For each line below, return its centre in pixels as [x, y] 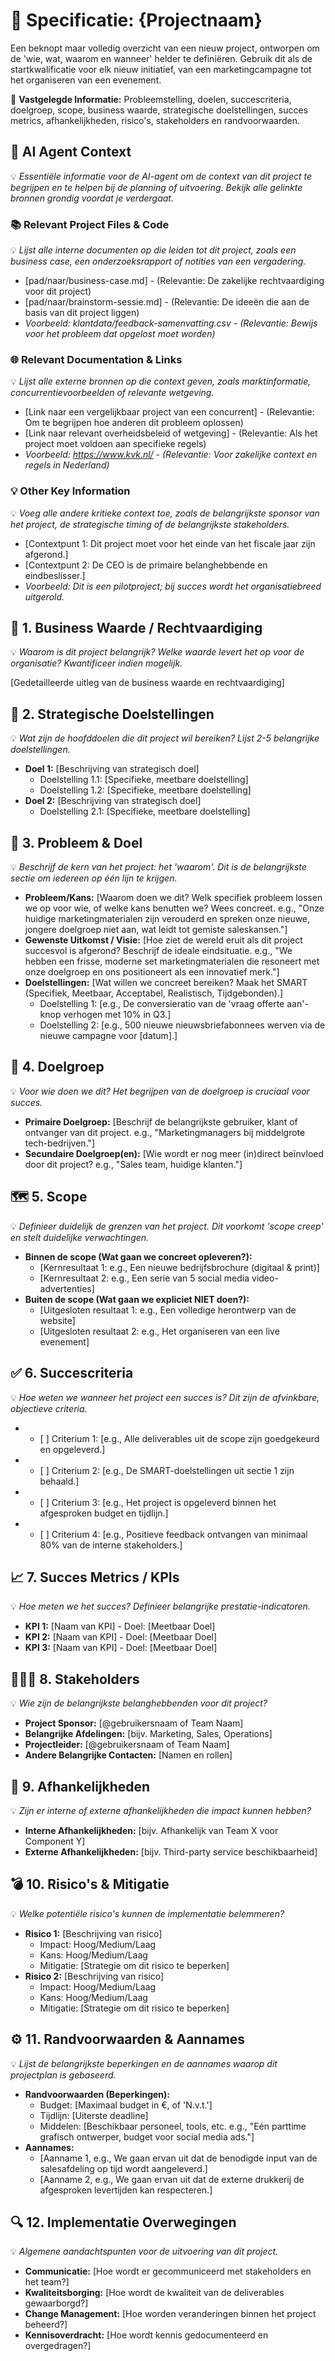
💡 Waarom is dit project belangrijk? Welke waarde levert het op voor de [157, 652]
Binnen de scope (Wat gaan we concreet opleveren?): [138, 1256]
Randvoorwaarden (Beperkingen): [97, 2094]
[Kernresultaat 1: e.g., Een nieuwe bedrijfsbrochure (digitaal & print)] [179, 1267]
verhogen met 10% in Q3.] [117, 1015]
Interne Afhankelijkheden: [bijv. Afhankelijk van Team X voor [151, 1830]
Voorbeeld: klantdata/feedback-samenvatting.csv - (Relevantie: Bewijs [171, 323]
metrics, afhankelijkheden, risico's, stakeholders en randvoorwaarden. [155, 120]
